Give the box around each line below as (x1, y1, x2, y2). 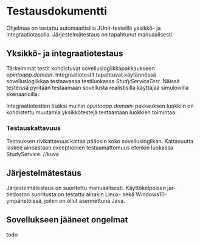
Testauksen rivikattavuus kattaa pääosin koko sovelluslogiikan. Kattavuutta (6, 138, 194, 145)
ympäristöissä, (6, 197, 43, 204)
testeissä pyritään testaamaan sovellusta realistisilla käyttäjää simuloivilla (6, 84, 189, 91)
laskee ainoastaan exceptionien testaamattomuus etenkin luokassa (6, 144, 174, 151)
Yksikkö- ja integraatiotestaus (6, 49, 123, 59)
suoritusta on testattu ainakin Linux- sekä (31, 190, 135, 198)
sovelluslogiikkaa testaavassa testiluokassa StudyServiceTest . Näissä (6, 77, 180, 84)
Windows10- (136, 190, 167, 198)
